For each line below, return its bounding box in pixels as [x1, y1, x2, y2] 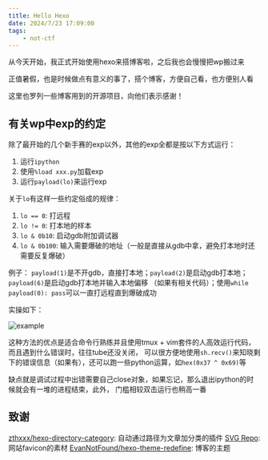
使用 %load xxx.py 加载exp [19, 167, 104, 176]
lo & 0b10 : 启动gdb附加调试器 [19, 231, 118, 240]
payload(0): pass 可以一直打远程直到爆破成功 [8, 288, 158, 297]
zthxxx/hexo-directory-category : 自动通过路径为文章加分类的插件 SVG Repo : [8, 433, 261, 442]
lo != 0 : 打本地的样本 [19, 221, 92, 231]
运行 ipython [19, 157, 60, 167]
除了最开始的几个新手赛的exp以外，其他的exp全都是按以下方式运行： [8, 139, 236, 149]
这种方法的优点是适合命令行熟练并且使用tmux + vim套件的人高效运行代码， [8, 337, 256, 347]
